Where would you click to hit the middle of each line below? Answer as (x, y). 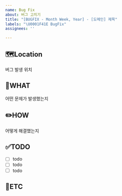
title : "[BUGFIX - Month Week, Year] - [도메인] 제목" (61, 19)
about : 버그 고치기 (23, 15)
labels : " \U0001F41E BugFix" (36, 24)
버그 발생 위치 (19, 69)
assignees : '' (20, 29)
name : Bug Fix (20, 10)
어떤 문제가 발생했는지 (27, 99)
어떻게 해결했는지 (22, 131)
